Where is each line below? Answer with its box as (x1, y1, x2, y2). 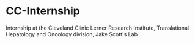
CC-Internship (6, 4, 80, 18)
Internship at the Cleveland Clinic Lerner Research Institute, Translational (6, 24, 189, 31)
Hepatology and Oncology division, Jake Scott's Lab (6, 30, 138, 37)
